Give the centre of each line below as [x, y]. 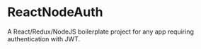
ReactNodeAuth [56, 12]
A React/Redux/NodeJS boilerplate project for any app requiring [101, 31]
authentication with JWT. [44, 38]
